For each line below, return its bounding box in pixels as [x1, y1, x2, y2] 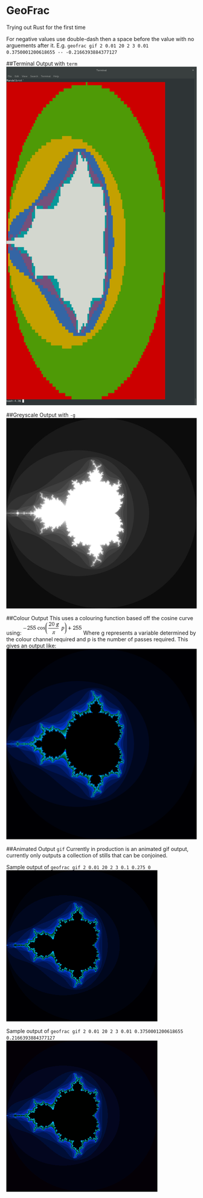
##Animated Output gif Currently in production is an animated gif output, [6, 845, 189, 852]
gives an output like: [6, 642, 57, 649]
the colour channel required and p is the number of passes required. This [6, 635, 188, 643]
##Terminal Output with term [6, 60, 77, 67]
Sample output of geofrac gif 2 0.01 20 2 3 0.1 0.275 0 [6, 863, 151, 870]
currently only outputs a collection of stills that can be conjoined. [6, 852, 168, 859]
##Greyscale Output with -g [6, 411, 76, 418]
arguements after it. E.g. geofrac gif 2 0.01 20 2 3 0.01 [6, 42, 149, 49]
